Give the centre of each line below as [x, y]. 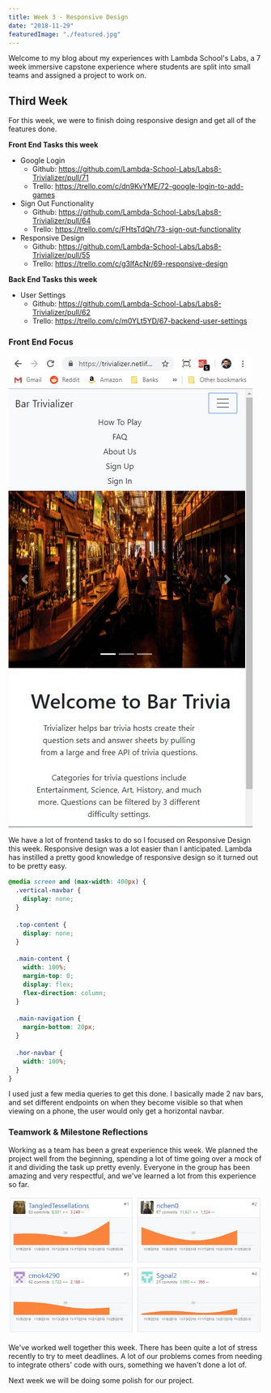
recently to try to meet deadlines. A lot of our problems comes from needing [135, 1357]
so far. [19, 1184]
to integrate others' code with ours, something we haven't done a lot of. [128, 1365]
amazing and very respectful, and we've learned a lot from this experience [132, 1176]
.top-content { [41, 925]
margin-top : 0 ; [49, 976]
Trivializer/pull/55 [61, 255]
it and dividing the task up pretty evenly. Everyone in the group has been [129, 1167]
